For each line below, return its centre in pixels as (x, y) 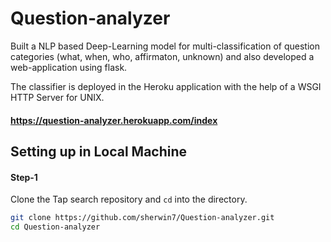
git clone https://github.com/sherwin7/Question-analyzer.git (142, 218)
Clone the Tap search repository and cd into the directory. (129, 199)
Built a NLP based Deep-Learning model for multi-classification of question (165, 46)
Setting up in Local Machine (99, 151)
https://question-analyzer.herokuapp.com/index (114, 120)
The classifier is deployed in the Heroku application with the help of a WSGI (166, 86)
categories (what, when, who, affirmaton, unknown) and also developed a (162, 56)
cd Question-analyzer (55, 227)
